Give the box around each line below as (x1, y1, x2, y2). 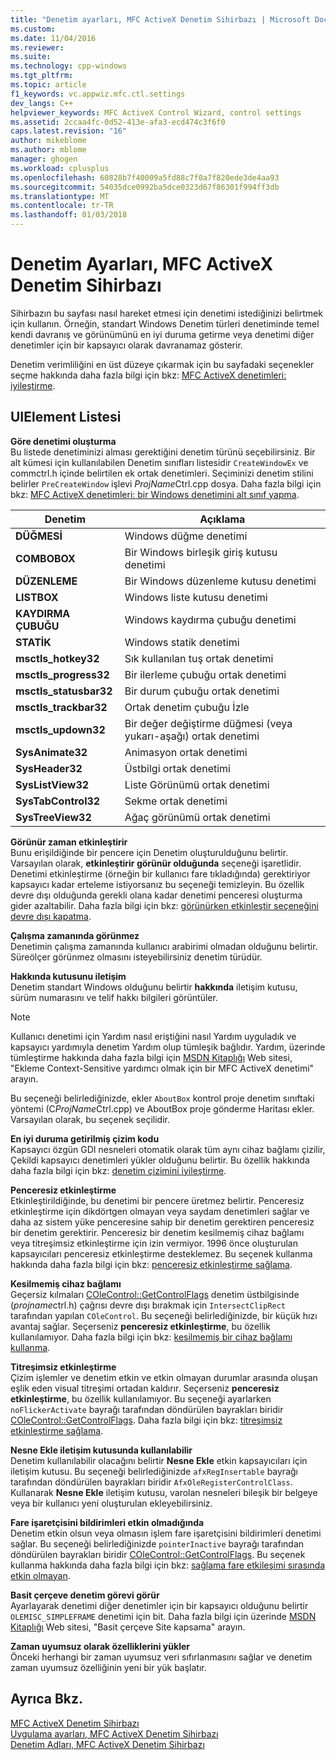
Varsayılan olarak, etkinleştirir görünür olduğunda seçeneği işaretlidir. (10, 857, 302, 869)
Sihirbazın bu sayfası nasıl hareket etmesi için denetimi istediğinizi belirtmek (10, 307, 323, 319)
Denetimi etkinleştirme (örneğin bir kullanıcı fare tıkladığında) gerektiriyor (10, 867, 311, 880)
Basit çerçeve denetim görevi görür (10, 1589, 160, 1601)
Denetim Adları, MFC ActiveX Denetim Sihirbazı (10, 1738, 205, 1750)
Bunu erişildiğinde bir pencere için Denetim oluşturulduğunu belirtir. (10, 846, 289, 858)
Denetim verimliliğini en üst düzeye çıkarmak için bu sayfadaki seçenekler (10, 358, 315, 370)
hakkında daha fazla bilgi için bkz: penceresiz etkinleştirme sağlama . (10, 1258, 293, 1270)
